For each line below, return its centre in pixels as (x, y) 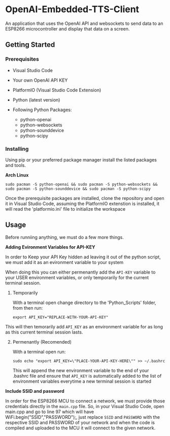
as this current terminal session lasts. (44, 332)
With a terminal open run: (39, 352)
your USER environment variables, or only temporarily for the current (77, 277)
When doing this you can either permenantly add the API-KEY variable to (80, 272)
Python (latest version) (36, 99)
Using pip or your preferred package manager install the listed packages (81, 160)
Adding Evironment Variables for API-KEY (50, 247)
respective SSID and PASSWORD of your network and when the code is (80, 422)
